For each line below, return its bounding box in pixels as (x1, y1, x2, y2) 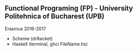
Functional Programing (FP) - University (5, 4, 133, 13)
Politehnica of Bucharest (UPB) (5, 12, 105, 21)
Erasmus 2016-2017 (5, 25, 46, 32)
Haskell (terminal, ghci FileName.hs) (12, 41, 88, 47)
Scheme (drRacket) (12, 35, 53, 41)
